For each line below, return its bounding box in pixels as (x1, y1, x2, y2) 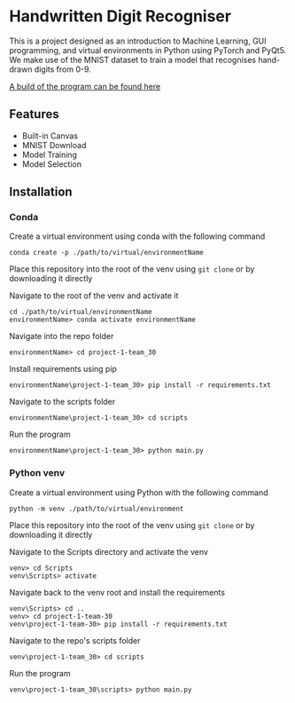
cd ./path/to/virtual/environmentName (9, 308, 152, 317)
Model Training (21, 149, 78, 160)
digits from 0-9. (34, 64, 91, 75)
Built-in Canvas (21, 130, 78, 141)
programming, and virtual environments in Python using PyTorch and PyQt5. (9, 44, 287, 55)
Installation (9, 185, 73, 200)
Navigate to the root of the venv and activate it (9, 290, 179, 301)
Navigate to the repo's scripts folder (9, 635, 141, 645)
